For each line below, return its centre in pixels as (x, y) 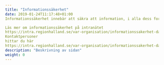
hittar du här (20, 41)
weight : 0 (15, 55)
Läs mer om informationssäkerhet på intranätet (54, 27)
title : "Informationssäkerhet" (37, 10)
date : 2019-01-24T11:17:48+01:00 (39, 14)
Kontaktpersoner (21, 37)
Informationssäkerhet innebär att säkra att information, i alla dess (78, 19)
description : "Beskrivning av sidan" (43, 50)
